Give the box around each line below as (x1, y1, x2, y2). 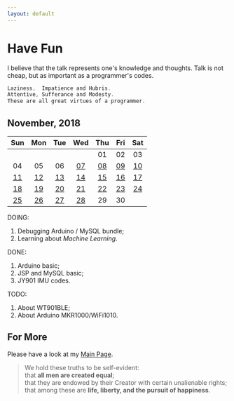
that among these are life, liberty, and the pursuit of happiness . (24, 386, 211, 394)
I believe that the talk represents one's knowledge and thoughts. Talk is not (7, 64, 224, 72)
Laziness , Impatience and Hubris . (7, 85, 111, 92)
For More (7, 331, 48, 344)
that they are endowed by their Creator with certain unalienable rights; (24, 378, 228, 386)
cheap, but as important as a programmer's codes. (7, 71, 154, 79)
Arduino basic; (17, 261, 60, 270)
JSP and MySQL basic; (17, 269, 84, 277)
